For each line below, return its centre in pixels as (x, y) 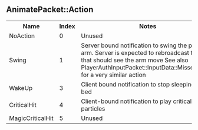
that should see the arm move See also (135, 60)
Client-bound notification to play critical (136, 101)
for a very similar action (113, 75)
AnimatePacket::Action (50, 10)
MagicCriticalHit (32, 118)
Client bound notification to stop (126, 84)
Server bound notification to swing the (134, 45)
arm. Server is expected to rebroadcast (135, 52)
